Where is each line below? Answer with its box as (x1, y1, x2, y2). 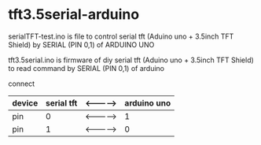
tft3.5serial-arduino (8, 6, 140, 24)
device (12, 97, 39, 108)
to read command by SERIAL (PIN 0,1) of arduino (8, 63, 165, 72)
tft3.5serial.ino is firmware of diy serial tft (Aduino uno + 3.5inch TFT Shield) (8, 55, 254, 65)
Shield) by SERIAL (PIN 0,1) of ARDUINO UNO (8, 39, 155, 49)
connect (8, 79, 35, 88)
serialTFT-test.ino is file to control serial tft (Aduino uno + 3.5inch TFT (8, 32, 234, 41)
